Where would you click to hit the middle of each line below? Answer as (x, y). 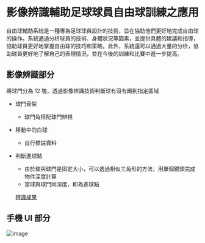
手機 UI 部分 (28, 218)
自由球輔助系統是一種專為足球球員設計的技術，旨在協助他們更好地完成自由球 (103, 31)
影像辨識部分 (31, 75)
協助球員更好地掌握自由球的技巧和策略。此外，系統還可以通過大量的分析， (100, 46)
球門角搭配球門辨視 (49, 116)
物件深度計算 (40, 176)
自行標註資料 (40, 143)
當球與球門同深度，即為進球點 (62, 184)
